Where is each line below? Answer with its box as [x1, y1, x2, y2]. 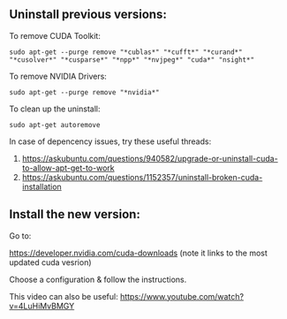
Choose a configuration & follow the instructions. [9, 274, 187, 285]
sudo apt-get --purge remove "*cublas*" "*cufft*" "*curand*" [9, 48, 243, 57]
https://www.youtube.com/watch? [119, 291, 245, 301]
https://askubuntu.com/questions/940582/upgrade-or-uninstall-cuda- [21, 153, 278, 163]
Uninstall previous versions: [9, 7, 168, 22]
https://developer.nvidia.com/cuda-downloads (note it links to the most [9, 247, 268, 258]
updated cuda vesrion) [9, 256, 92, 268]
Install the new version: [9, 207, 141, 222]
